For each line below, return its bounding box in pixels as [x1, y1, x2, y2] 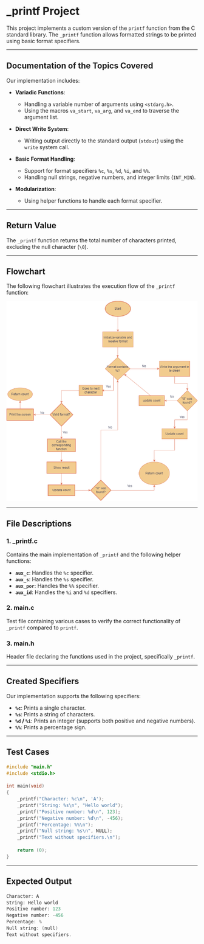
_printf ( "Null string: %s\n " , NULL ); [17, 828, 113, 834]
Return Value [6, 220, 56, 231]
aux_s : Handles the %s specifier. [15, 575, 94, 582]
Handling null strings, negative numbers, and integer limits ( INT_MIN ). [24, 173, 196, 181]
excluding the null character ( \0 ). [6, 243, 89, 250]
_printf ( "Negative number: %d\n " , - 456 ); [17, 815, 123, 821]
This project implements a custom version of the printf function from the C [6, 24, 195, 32]
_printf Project [6, 4, 80, 18]
